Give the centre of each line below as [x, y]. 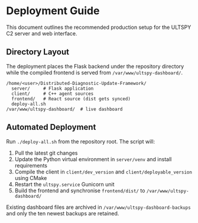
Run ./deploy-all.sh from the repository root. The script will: [81, 141]
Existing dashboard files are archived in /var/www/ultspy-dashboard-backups [98, 207]
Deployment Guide [53, 11]
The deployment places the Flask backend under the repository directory [95, 66]
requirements [31, 165]
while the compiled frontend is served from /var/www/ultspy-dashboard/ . [95, 73]
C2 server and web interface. [42, 33]
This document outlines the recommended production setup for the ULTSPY [99, 27]
